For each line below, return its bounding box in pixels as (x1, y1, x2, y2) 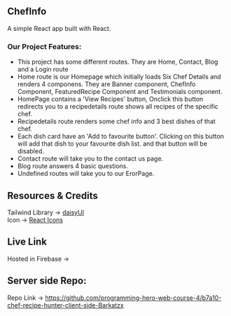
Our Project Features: (7, 41, 82, 51)
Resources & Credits (7, 189, 98, 202)
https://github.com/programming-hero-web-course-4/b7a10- (45, 294, 222, 302)
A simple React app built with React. (7, 24, 111, 32)
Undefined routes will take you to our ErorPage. (17, 170, 155, 178)
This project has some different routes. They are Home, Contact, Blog (17, 57, 218, 66)
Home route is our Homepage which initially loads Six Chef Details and (17, 73, 222, 81)
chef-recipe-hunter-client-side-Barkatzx (7, 301, 124, 309)
